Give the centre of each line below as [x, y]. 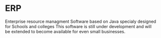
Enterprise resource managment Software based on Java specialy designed [80, 21]
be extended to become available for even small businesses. [65, 31]
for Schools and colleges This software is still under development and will [78, 26]
